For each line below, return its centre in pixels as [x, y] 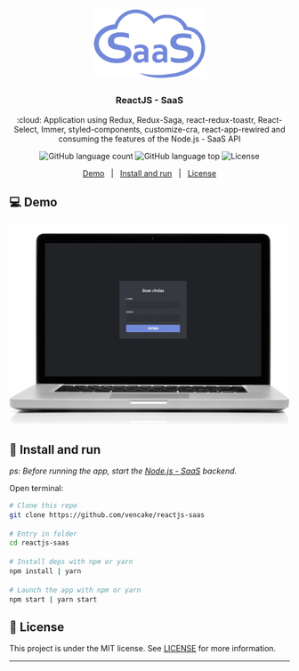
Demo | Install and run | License [149, 173]
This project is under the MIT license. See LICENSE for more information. [143, 649]
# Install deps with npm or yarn [71, 562]
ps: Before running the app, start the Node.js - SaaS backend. [123, 471]
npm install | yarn [45, 571]
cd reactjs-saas [39, 543]
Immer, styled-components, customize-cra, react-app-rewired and [163, 129]
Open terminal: [36, 488]
